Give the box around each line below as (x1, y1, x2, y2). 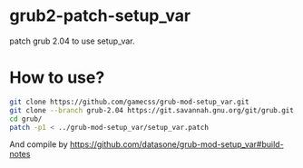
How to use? (9, 67, 105, 88)
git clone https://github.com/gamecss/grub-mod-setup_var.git (9, 97, 249, 106)
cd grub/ (9, 114, 43, 124)
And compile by (9, 139, 68, 150)
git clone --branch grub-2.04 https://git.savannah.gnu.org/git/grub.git (9, 105, 295, 114)
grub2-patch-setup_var (9, 5, 191, 26)
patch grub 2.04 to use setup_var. (9, 35, 135, 46)
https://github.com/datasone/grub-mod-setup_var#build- (69, 139, 284, 150)
